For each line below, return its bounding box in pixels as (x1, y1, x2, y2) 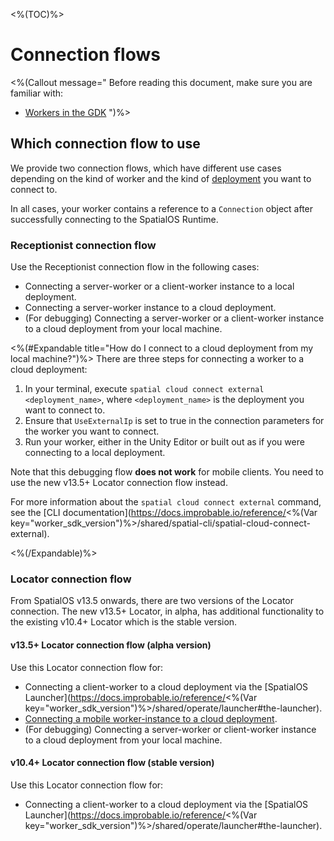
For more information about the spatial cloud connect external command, (10, 496, 322, 508)
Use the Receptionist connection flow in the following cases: (10, 261, 260, 273)
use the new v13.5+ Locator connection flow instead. (10, 477, 228, 489)
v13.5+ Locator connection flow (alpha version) (10, 639, 212, 651)
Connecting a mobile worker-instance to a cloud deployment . (24, 712, 278, 724)
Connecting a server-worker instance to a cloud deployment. (24, 302, 277, 314)
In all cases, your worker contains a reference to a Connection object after (10, 202, 314, 214)
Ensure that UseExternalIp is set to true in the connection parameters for (24, 415, 325, 427)
